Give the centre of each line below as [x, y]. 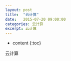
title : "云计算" [22, 15]
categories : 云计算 [24, 24]
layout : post [19, 10]
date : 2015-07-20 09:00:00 [35, 19]
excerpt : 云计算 [21, 29]
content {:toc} [27, 43]
